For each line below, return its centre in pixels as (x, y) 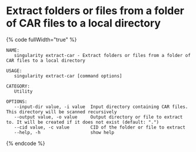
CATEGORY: (18, 86)
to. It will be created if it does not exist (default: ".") (83, 122)
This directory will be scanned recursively (62, 112)
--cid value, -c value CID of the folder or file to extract (99, 127)
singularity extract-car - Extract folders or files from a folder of (102, 55)
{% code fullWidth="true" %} (41, 39)
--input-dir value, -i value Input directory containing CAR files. (101, 107)
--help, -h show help (64, 132)
